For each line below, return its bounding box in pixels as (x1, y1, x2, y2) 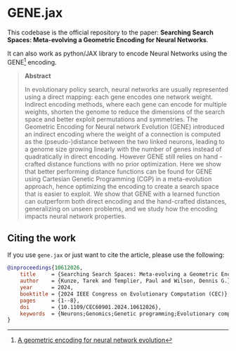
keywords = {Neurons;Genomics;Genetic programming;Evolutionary (20, 310, 216, 317)
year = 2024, (20, 284, 74, 291)
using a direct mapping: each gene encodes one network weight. (24, 93, 213, 101)
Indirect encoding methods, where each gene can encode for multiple (24, 100, 227, 108)
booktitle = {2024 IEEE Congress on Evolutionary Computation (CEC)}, (20, 290, 231, 298)
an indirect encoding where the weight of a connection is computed (24, 130, 221, 138)
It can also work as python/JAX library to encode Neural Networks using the (7, 49, 228, 58)
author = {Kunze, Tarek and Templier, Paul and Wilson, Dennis (20, 277, 218, 285)
